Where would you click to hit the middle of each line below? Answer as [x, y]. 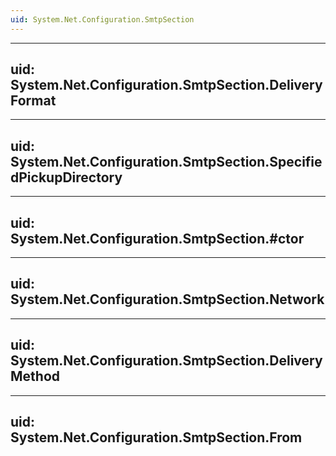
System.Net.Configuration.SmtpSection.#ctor [157, 238]
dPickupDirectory [66, 177]
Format [33, 101]
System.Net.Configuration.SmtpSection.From [156, 437]
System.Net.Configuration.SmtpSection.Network [167, 299]
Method [35, 376]
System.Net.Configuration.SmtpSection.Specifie [166, 161]
